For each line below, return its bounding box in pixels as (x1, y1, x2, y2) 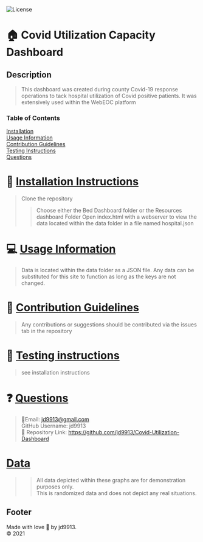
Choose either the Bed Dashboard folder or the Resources (36, 207, 182, 214)
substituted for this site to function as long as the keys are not (21, 273, 176, 280)
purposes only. (36, 483, 74, 490)
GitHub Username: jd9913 (21, 422, 86, 429)
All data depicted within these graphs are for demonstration (36, 476, 186, 484)
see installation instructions (21, 369, 90, 376)
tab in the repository (21, 328, 72, 335)
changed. (21, 280, 46, 287)
